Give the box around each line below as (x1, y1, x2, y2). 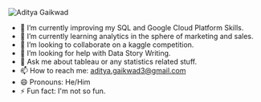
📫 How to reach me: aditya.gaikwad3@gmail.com (19, 66, 186, 75)
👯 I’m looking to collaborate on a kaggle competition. (19, 40, 194, 49)
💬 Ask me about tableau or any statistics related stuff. (19, 57, 198, 66)
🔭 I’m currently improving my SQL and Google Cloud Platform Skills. (19, 23, 244, 32)
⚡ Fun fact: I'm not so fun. (19, 86, 106, 96)
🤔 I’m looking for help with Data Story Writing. (19, 49, 171, 57)
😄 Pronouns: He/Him (19, 77, 91, 87)
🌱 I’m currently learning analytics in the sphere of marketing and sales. (19, 32, 255, 41)
